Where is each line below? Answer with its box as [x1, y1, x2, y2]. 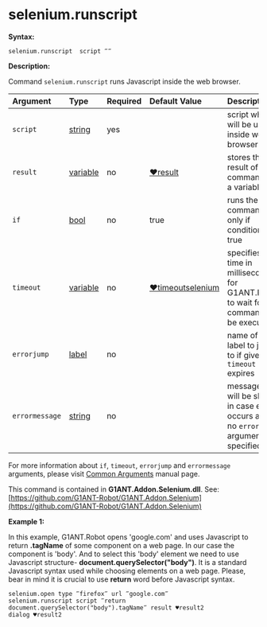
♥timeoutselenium [149, 282, 220, 293]
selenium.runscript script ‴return [8, 597, 126, 605]
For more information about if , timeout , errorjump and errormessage [8, 460, 231, 470]
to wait [226, 297, 253, 308]
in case [226, 400, 254, 411]
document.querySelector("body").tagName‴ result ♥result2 [8, 603, 204, 612]
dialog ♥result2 [8, 610, 62, 618]
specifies [226, 247, 262, 258]
